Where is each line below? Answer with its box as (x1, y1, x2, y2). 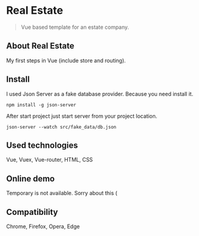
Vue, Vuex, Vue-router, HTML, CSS (6, 156, 93, 163)
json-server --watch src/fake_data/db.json (6, 124, 117, 130)
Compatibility (6, 207, 58, 217)
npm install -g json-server (6, 101, 77, 108)
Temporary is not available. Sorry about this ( (6, 190, 118, 197)
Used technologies (6, 140, 79, 150)
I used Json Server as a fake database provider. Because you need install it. (6, 90, 194, 97)
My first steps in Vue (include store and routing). (6, 56, 126, 64)
